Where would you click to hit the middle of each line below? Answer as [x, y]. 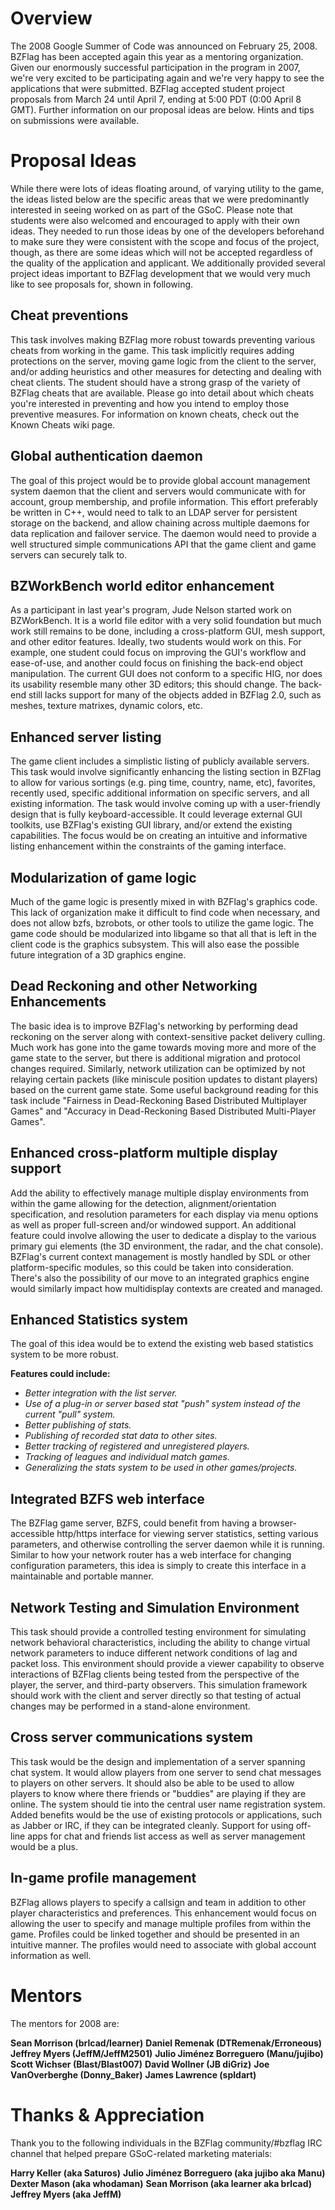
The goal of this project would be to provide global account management [160, 480]
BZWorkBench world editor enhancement [142, 585]
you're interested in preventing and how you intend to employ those [150, 403]
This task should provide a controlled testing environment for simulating [158, 1631]
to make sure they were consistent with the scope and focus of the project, [165, 241]
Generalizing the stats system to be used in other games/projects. [161, 1468]
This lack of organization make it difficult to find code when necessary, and [165, 912]
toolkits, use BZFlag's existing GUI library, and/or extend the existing [151, 825]
